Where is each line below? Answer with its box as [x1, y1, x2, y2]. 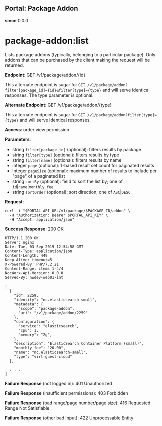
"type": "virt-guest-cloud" [14, 354, 72, 359]
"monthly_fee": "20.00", [14, 345, 66, 350]
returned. [5, 62, 24, 68]
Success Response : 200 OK [5, 226, 64, 232]
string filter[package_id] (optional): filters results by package [12, 146, 141, 152]
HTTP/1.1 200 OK [5, 235, 39, 240]
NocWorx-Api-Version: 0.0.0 [5, 270, 64, 275]
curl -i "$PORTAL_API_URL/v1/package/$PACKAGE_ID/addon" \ [5, 208, 131, 213]
